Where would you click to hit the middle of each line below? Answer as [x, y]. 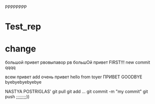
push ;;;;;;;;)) [17, 97]
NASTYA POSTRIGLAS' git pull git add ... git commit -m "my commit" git [77, 91]
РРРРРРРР [16, 7]
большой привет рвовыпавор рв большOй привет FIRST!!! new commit [77, 62]
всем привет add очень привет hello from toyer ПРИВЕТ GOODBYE [74, 77]
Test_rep [23, 27]
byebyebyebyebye [23, 82]
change [21, 49]
